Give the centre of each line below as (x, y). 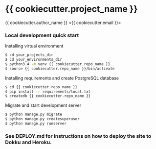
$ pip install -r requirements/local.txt (48, 92)
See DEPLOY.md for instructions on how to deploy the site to (78, 136)
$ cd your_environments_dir (34, 60)
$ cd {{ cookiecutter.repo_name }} (41, 87)
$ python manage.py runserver (36, 124)
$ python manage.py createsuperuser (42, 119)
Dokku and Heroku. (29, 142)
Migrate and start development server (43, 105)
